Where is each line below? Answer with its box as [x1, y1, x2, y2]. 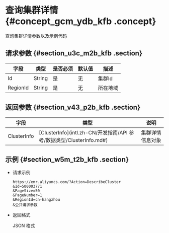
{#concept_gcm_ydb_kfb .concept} [5, 16, 156, 27]
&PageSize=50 [12, 188, 40, 194]
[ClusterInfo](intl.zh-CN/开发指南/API [38, 129, 128, 136]
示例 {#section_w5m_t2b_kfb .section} [5, 155, 129, 164]
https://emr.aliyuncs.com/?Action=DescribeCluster [12, 180, 121, 185]
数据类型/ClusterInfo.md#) [45, 136, 108, 143]
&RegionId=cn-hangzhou [12, 197, 60, 202]
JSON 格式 [12, 222, 35, 229]
